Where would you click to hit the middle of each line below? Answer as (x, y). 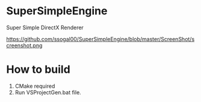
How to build (38, 69)
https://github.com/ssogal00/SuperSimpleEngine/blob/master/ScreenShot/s (100, 39)
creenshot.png (24, 45)
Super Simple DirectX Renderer (45, 27)
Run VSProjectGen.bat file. (48, 92)
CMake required (35, 86)
